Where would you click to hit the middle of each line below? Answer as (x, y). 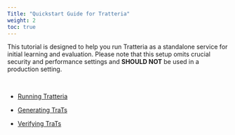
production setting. (35, 69)
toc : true (22, 27)
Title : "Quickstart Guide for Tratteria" (69, 14)
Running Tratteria (42, 96)
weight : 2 (22, 20)
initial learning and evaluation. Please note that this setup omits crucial (109, 54)
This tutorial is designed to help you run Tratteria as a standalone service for (117, 47)
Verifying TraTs (39, 124)
